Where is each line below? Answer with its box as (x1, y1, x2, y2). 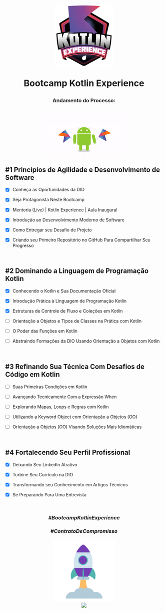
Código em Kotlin (5, 370, 60, 379)
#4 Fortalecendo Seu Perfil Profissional (5, 448, 130, 457)
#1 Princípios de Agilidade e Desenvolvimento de (5, 165, 160, 174)
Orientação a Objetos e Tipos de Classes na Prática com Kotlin (12, 318, 142, 324)
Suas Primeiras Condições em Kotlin (12, 384, 87, 390)
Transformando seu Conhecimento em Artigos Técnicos (12, 482, 128, 487)
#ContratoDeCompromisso (50, 527, 118, 534)
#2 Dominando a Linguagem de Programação (5, 267, 149, 275)
